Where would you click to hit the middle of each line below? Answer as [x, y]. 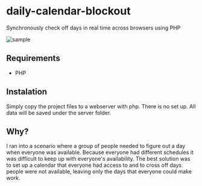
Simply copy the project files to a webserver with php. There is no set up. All [101, 106]
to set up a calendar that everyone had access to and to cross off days [94, 165]
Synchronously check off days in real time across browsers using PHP [93, 28]
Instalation [27, 92]
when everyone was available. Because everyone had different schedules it [100, 152]
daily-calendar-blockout [68, 11]
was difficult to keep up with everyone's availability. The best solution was [99, 159]
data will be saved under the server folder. [59, 113]
